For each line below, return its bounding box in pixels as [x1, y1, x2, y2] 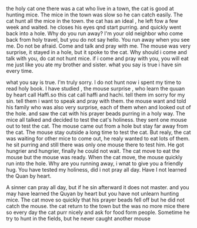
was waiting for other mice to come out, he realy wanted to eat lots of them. [6, 135, 190, 142]
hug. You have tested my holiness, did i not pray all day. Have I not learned [6, 166, 187, 173]
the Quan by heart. [6, 173, 52, 179]
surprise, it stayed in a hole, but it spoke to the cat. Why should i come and [6, 49, 187, 55]
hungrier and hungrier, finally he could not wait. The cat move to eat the [6, 147, 181, 155]
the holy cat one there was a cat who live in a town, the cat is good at [6, 5, 175, 12]
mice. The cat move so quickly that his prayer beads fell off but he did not [6, 196, 185, 203]
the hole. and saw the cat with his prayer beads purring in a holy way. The [6, 110, 185, 117]
